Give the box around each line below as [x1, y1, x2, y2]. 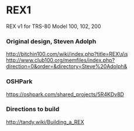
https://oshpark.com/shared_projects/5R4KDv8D [6, 91, 125, 98]
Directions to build [6, 105, 60, 114]
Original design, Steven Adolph [6, 37, 97, 45]
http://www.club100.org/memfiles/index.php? [6, 56, 115, 64]
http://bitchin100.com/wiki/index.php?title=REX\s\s [6, 51, 128, 58]
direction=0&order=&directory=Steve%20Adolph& [6, 63, 128, 70]
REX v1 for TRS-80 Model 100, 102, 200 [6, 23, 101, 30]
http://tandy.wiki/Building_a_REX [6, 118, 84, 125]
